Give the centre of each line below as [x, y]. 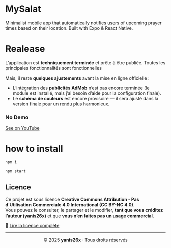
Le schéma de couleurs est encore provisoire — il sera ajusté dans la [85, 98]
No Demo [17, 117]
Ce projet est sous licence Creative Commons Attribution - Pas [72, 199]
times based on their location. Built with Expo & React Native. [69, 28]
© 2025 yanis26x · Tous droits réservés [85, 240]
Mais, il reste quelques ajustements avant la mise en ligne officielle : [77, 78]
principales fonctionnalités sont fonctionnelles [53, 68]
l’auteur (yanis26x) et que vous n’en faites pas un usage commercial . [80, 216]
